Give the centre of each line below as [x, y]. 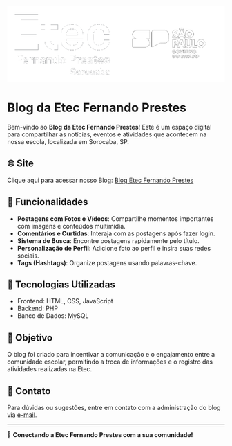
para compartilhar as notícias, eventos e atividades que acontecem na [107, 134]
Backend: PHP [38, 309]
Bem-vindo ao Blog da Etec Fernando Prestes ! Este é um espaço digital [109, 127]
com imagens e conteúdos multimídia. [71, 226]
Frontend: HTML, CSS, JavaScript [65, 301]
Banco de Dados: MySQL [53, 316]
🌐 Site [21, 164]
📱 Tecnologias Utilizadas [61, 284]
